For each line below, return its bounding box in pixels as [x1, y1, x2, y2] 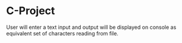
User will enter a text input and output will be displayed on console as [6, 24, 177, 31]
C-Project [6, 4, 55, 18]
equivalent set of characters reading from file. [6, 29, 119, 37]
